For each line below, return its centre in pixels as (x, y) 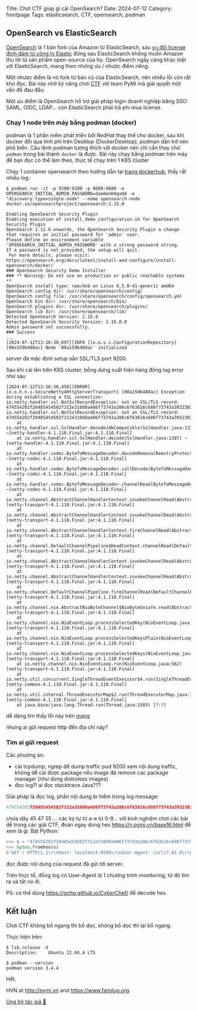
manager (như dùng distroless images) (61, 779)
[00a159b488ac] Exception (153, 392)
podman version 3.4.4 (33, 968)
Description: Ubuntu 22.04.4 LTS (51, 952)
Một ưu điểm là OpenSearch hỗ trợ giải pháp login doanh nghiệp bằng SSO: (97, 101)
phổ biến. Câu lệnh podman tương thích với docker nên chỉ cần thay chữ (93, 148)
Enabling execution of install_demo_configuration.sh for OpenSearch (93, 219)
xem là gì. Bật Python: (32, 831)
